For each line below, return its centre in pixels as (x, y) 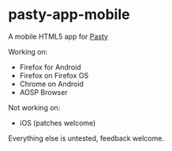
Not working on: (34, 108)
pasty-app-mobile (69, 15)
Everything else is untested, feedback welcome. (86, 138)
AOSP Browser (44, 92)
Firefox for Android (50, 67)
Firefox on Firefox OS (54, 75)
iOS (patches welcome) (58, 123)
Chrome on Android (52, 84)
